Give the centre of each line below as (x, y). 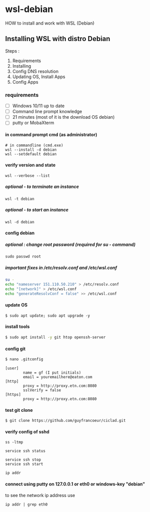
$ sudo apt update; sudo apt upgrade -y (48, 316)
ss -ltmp (14, 442)
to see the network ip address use (40, 495)
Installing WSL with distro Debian (58, 39)
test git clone (19, 410)
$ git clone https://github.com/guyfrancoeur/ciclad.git (66, 421)
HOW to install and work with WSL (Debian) (50, 23)
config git (15, 349)
